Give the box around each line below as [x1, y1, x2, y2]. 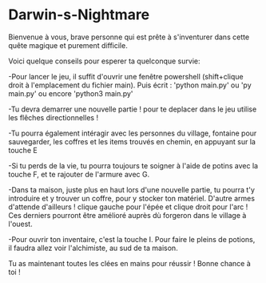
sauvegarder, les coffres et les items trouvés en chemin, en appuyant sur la [8, 136, 256, 146]
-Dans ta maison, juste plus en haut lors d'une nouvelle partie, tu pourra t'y [8, 184, 256, 194]
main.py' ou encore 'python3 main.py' [8, 88, 133, 98]
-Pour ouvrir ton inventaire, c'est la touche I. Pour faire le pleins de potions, [8, 234, 256, 244]
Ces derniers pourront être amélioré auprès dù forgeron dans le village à [8, 210, 247, 220]
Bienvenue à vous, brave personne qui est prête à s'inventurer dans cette [8, 32, 250, 42]
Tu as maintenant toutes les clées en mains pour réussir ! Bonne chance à [8, 258, 252, 268]
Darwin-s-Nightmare [8, 6, 150, 24]
